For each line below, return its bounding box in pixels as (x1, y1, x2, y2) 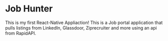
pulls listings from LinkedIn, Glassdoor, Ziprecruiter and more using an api (5, 24, 157, 30)
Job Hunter (5, 3, 53, 14)
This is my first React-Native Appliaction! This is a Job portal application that (5, 19, 163, 25)
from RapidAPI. (5, 30, 36, 36)
